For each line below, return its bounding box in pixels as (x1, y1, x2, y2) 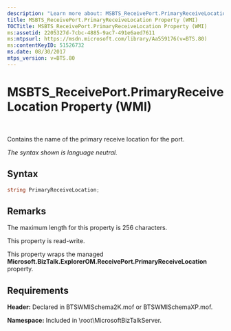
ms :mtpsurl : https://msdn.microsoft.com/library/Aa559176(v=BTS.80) (7, 36, 208, 43)
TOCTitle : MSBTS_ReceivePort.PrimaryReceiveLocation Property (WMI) (7, 23, 208, 30)
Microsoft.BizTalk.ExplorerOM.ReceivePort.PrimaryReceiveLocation (7, 258, 208, 266)
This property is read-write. (7, 237, 85, 245)
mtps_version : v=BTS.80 (7, 55, 76, 62)
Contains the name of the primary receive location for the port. (7, 135, 185, 143)
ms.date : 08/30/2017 (7, 49, 67, 56)
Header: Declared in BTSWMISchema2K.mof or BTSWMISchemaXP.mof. (7, 303, 213, 311)
